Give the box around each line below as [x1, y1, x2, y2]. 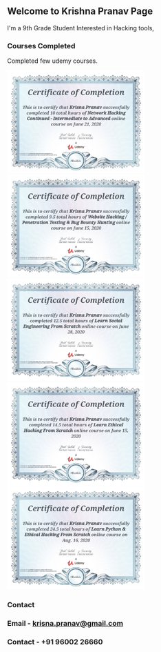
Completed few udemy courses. [7, 57, 98, 65]
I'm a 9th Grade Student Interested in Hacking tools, [7, 23, 155, 32]
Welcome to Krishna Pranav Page [7, 6, 153, 17]
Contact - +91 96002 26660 [7, 637, 103, 646]
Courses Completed [7, 41, 76, 50]
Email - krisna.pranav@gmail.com [7, 618, 124, 628]
